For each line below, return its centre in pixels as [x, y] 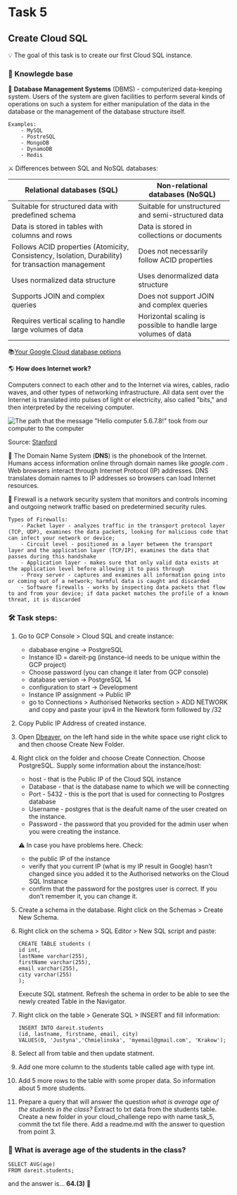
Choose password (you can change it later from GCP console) [118, 672]
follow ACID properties [175, 260]
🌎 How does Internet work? [50, 369]
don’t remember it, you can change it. [83, 896]
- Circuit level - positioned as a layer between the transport [117, 544]
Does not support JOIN [176, 296]
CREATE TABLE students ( [55, 944]
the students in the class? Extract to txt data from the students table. [117, 1109]
